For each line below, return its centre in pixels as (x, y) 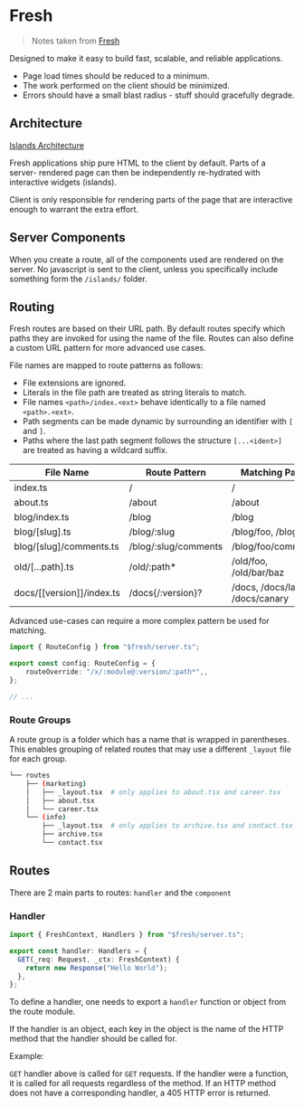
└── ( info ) (46, 818)
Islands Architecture (47, 145)
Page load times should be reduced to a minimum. (116, 76)
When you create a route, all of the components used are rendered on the (147, 260)
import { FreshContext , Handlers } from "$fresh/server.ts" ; (127, 935)
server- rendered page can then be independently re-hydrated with (135, 172)
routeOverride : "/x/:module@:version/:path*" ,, (117, 672)
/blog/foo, (252, 532)
